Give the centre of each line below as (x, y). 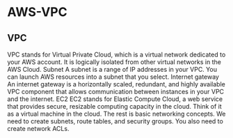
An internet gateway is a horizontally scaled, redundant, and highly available (116, 84)
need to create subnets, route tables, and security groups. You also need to (115, 121)
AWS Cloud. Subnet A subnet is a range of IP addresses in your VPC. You (112, 69)
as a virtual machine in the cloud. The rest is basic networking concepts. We (116, 114)
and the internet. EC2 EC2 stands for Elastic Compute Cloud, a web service (115, 99)
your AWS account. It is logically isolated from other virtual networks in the (114, 62)
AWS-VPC (37, 12)
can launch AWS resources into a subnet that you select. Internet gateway (113, 77)
